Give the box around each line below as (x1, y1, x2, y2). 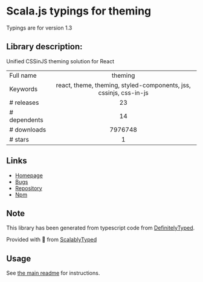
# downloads (9, 125, 47, 134)
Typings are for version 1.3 (6, 24, 72, 31)
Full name (9, 71, 37, 80)
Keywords (9, 84, 38, 93)
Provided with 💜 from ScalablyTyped (6, 236, 97, 243)
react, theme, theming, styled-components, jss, (56, 81, 192, 89)
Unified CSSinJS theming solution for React (6, 57, 115, 64)
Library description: (6, 42, 83, 52)
